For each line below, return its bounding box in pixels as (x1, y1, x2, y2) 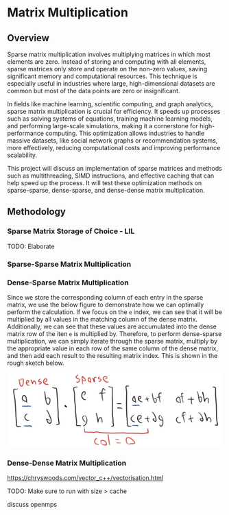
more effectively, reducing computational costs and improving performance (7, 144, 221, 152)
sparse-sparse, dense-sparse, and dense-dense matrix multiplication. (7, 187, 206, 194)
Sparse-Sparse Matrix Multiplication (7, 259, 132, 269)
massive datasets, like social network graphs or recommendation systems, (7, 136, 218, 145)
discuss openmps (7, 500, 57, 508)
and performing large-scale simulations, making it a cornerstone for (7, 122, 199, 130)
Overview (7, 32, 50, 44)
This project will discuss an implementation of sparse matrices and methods (7, 165, 223, 172)
